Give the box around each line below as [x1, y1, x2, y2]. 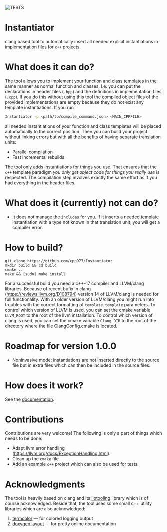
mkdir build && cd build [5, 263, 57, 268]
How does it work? [5, 380, 84, 391]
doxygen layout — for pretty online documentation [12, 521, 116, 527]
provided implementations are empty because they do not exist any [5, 99, 144, 105]
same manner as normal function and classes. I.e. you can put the [5, 83, 141, 89]
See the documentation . [5, 396, 55, 402]
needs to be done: [5, 435, 43, 442]
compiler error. [12, 224, 43, 230]
